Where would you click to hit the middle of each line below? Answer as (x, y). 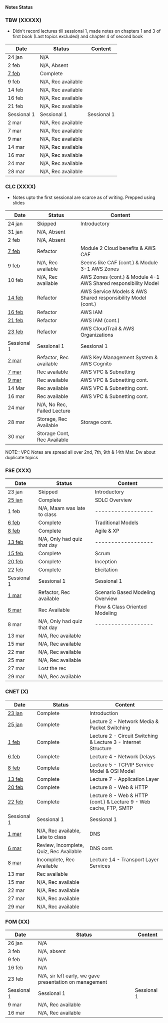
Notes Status (19, 7)
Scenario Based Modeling (125, 592)
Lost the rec (52, 668)
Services (100, 866)
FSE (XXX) (18, 471)
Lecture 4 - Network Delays (123, 756)
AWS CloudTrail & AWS (107, 329)
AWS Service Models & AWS (114, 291)
